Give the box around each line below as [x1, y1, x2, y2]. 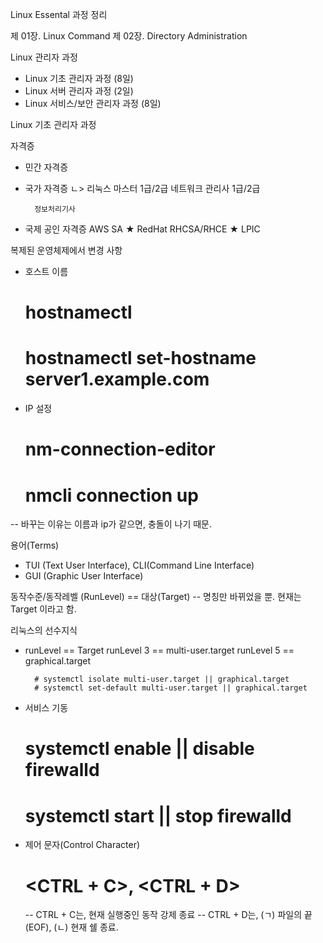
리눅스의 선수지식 [10, 624, 78, 637]
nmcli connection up [24, 484, 199, 507]
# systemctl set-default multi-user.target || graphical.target [34, 683, 308, 693]
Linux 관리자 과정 [10, 51, 78, 63]
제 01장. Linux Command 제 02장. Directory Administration [10, 30, 248, 42]
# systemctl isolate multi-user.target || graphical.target [34, 674, 290, 685]
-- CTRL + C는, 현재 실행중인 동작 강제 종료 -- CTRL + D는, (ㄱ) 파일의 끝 [24, 909, 313, 921]
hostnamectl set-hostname [24, 347, 257, 370]
